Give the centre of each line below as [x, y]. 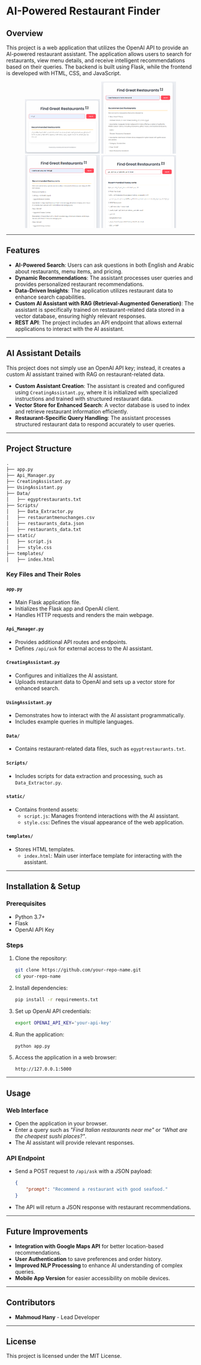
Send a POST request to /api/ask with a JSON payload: [83, 1171]
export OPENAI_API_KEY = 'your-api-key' [63, 1023]
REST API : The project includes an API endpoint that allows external [98, 322]
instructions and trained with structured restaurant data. [84, 398]
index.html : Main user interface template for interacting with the [103, 856]
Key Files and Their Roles [44, 574]
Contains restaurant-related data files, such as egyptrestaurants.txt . [100, 749]
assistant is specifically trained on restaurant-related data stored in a [99, 309]
